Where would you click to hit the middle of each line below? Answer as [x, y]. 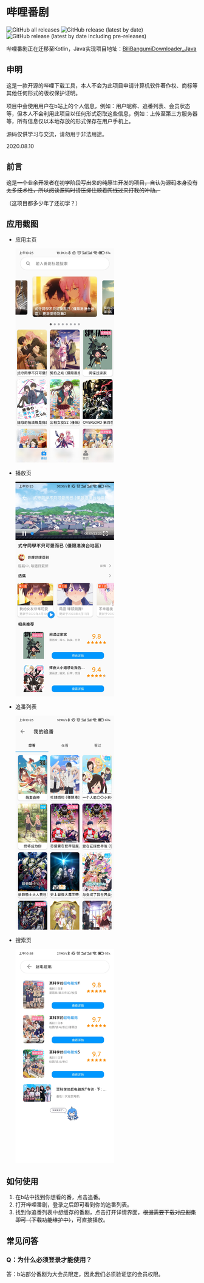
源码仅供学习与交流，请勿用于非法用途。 [57, 134]
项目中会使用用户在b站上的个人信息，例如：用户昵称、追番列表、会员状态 [98, 106]
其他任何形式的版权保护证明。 [43, 93]
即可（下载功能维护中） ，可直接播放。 [62, 1220]
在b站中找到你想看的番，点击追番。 [59, 1197]
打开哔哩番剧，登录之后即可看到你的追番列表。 [73, 1205]
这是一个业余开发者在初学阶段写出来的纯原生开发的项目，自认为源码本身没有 [102, 182]
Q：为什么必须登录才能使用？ [49, 1259]
